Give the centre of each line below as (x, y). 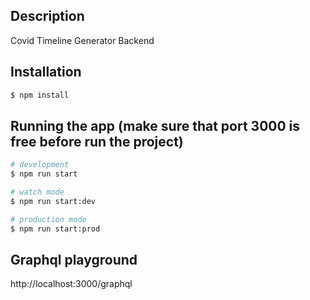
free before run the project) (97, 141)
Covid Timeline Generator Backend (82, 40)
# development (40, 165)
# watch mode (37, 192)
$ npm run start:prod (55, 229)
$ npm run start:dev (53, 201)
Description (47, 16)
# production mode (48, 219)
